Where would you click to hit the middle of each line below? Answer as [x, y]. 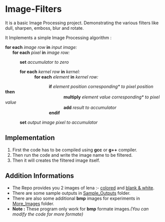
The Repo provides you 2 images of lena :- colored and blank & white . [83, 188]
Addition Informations [40, 176]
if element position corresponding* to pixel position [101, 86]
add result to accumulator [90, 107]
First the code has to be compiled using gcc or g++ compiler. [75, 150]
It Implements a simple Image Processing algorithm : [59, 38]
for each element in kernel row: [66, 77]
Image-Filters [33, 9]
